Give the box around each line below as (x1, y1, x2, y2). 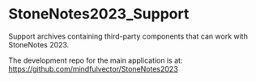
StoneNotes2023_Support (8, 5, 190, 23)
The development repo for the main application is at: (8, 55, 183, 65)
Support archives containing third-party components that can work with (8, 31, 249, 41)
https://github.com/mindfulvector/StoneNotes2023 (8, 64, 178, 73)
